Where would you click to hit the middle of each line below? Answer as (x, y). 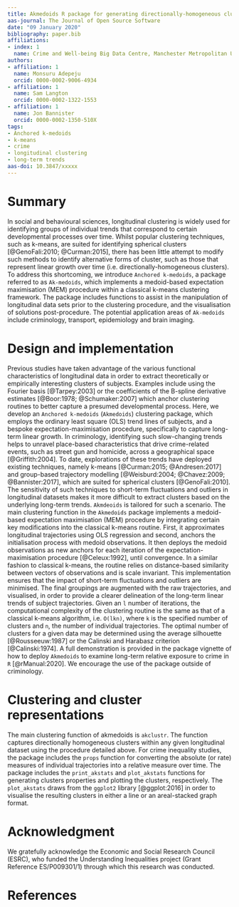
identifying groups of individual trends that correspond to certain (102, 229)
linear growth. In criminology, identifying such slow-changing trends (122, 436)
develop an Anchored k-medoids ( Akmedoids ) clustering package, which (110, 413)
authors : (20, 61)
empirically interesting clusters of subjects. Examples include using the (111, 383)
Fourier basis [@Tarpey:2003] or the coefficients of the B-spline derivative (117, 391)
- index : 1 (23, 47)
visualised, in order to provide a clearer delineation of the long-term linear (116, 595)
